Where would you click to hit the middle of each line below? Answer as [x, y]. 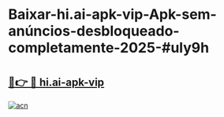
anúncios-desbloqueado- [94, 31]
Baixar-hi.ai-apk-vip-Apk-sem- [112, 15]
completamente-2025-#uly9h [109, 48]
